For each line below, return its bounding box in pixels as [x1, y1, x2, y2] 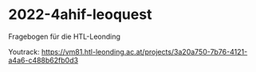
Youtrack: [8, 47, 40, 56]
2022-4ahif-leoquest [8, 6, 152, 24]
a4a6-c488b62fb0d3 [8, 55, 78, 65]
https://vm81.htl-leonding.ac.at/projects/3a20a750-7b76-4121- [41, 47, 248, 56]
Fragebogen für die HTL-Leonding [8, 32, 121, 41]
